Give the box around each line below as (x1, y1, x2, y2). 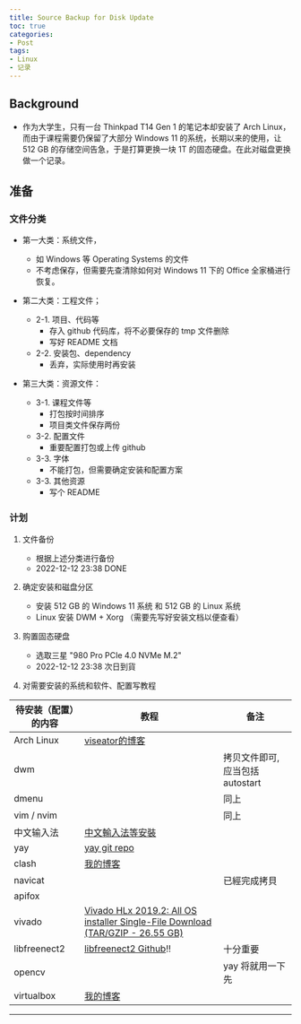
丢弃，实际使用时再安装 (48, 360, 136, 370)
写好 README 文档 (48, 337, 118, 348)
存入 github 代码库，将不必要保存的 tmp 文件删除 (48, 325, 230, 336)
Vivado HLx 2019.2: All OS (83, 904, 197, 916)
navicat (13, 873, 45, 886)
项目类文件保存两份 (48, 420, 121, 430)
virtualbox (13, 989, 56, 1002)
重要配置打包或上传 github (48, 442, 146, 453)
